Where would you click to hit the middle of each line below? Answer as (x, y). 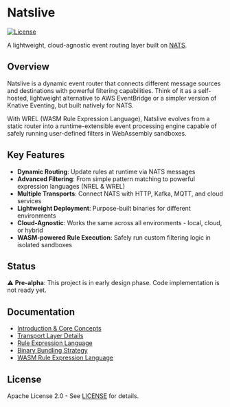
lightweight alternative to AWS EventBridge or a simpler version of (123, 98)
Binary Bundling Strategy (52, 351)
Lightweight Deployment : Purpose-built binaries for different (104, 208)
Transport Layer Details (50, 336)
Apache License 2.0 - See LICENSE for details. (73, 396)
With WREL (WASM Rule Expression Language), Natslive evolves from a (109, 118)
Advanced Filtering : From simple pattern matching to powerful (106, 179)
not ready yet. (27, 290)
